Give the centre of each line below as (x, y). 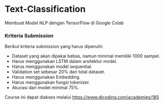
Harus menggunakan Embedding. (46, 77)
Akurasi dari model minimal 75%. (45, 88)
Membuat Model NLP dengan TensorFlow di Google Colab (64, 23)
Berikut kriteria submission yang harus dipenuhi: (54, 47)
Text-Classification (45, 9)
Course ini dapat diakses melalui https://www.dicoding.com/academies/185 (82, 97)
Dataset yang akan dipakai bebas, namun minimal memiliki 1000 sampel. (86, 56)
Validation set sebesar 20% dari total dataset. (58, 72)
